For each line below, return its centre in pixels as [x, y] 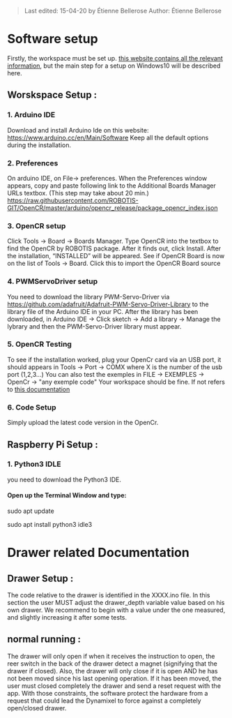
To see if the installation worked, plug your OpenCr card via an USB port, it [114, 359]
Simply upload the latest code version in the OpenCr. [83, 423]
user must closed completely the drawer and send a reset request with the [114, 686]
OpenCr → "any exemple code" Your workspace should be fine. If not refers [116, 382]
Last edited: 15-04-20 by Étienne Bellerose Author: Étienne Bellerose [123, 11]
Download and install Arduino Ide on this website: [78, 130]
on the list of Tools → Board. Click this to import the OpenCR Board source [114, 263]
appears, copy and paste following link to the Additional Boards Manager [111, 186]
